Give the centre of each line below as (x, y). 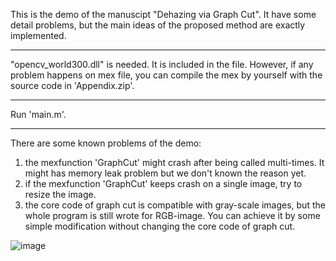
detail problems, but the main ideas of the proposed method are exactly (158, 25)
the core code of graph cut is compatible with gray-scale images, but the (175, 205)
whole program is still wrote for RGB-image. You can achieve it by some (172, 215)
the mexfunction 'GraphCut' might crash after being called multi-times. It (174, 162)
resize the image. (60, 194)
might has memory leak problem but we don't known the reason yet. (165, 173)
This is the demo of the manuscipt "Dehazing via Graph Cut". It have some (163, 14)
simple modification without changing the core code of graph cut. (160, 226)
